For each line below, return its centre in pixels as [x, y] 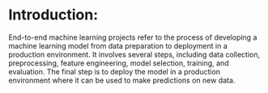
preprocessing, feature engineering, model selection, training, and [119, 63]
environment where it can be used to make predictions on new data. [122, 80]
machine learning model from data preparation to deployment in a [118, 45]
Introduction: [53, 15]
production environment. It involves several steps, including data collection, [134, 54]
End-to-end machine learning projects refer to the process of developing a [133, 37]
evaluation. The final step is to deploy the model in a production [115, 71]
